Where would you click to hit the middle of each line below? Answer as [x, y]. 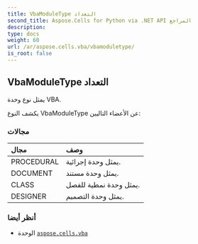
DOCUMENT [32, 173]
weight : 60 [23, 40]
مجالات [18, 131]
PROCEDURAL [35, 162]
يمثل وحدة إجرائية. [93, 162]
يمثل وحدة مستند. [92, 173]
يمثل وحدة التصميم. [95, 196]
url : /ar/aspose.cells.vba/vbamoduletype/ [71, 47]
